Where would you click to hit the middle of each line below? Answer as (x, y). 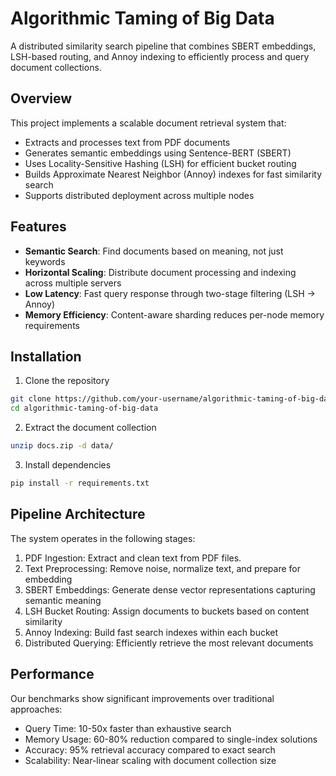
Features (38, 227)
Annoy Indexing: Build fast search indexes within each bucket (151, 632)
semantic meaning (63, 600)
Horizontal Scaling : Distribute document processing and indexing (160, 272)
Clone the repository (67, 381)
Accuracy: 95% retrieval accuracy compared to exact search (150, 749)
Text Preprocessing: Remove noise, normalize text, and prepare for (162, 568)
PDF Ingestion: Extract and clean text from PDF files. (133, 558)
